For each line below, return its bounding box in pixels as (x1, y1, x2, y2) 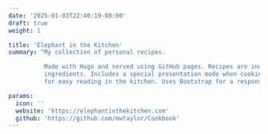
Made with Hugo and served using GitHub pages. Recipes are (43, 63, 248, 71)
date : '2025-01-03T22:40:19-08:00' (8, 11, 127, 20)
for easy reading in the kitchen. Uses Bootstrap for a (43, 77, 234, 85)
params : (8, 92, 34, 100)
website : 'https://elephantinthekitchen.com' (15, 107, 170, 115)
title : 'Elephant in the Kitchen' (8, 41, 124, 49)
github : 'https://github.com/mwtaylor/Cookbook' (15, 114, 180, 122)
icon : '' (15, 99, 45, 108)
